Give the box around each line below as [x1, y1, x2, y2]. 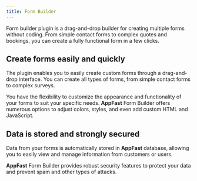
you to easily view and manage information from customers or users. [6, 151, 173, 158]
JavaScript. [6, 112, 34, 119]
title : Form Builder [6, 8, 57, 15]
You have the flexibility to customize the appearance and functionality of [6, 93, 182, 100]
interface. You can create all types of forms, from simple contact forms [18, 76, 191, 83]
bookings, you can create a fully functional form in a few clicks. [6, 37, 160, 44]
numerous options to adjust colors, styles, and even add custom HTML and [6, 106, 188, 113]
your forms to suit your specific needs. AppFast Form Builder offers [6, 100, 171, 107]
